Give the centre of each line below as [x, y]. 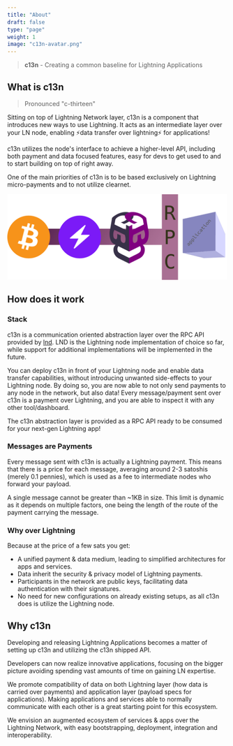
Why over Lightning [41, 530]
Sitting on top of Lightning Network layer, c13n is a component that [103, 117]
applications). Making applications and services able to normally [100, 699]
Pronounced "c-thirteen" [60, 103]
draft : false [26, 22]
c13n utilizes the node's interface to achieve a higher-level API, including [111, 148]
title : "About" [29, 15]
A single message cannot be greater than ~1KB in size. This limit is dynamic [116, 497]
